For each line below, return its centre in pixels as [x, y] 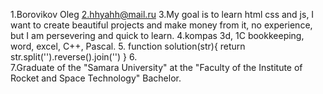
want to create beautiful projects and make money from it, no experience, [161, 25]
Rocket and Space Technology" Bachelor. [96, 78]
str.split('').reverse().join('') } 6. [74, 57]
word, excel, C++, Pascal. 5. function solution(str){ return [128, 46]
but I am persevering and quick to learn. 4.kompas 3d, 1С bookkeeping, [157, 35]
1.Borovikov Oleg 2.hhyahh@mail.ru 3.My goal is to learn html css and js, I [162, 14]
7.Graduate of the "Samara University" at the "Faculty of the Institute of [156, 67]
